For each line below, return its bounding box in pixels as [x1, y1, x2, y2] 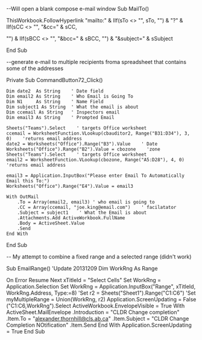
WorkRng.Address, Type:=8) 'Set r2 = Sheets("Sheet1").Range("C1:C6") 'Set [6, 289, 196, 297]
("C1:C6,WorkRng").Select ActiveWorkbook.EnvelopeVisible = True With [6, 302, 185, 309]
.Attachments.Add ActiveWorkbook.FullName [17, 215, 125, 221]
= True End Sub [6, 328, 45, 335]
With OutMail [6, 194, 39, 200]
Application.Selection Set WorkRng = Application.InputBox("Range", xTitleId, [6, 283, 196, 290]
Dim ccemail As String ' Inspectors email [6, 109, 120, 115]
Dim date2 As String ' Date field [6, 88, 104, 94]
